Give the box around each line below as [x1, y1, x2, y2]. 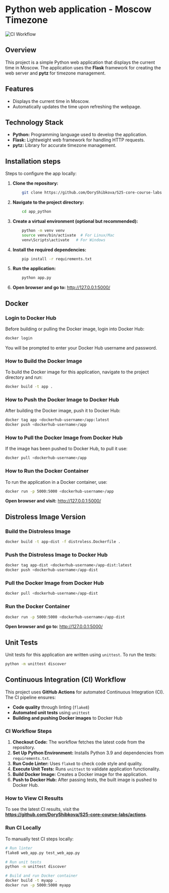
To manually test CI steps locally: [5, 836, 74, 842]
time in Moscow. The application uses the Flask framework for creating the [5, 64, 161, 70]
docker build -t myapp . [5, 878, 58, 883]
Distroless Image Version [5, 513, 86, 521]
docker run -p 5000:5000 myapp [5, 883, 71, 888]
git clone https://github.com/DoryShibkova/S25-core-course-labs [22, 190, 162, 196]
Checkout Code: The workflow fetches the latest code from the [12, 739, 145, 745]
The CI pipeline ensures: [5, 694, 56, 700]
